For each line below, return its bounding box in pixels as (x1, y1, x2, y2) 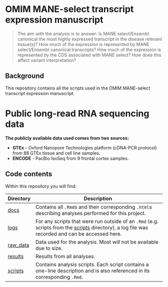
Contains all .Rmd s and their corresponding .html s (35, 203, 152, 210)
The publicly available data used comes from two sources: (5, 135, 129, 141)
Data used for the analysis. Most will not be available (35, 238, 159, 245)
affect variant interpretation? (17, 57, 76, 63)
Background (5, 71, 44, 80)
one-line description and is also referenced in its (35, 267, 150, 274)
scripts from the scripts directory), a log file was (35, 224, 148, 231)
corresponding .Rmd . (35, 273, 83, 280)
